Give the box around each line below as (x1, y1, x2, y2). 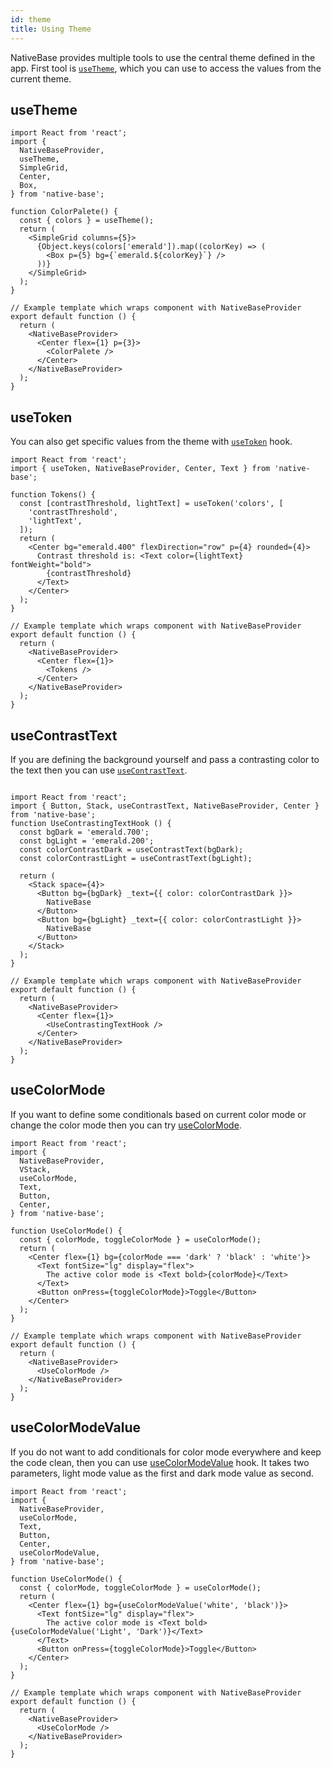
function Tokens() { (10, 490, 97, 500)
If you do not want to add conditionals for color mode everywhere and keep (10, 1446, 322, 1458)
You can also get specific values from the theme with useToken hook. (10, 436, 293, 448)
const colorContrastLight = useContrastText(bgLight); (19, 853, 253, 863)
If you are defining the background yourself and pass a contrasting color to (10, 753, 320, 765)
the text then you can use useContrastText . (10, 764, 188, 776)
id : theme (10, 14, 52, 25)
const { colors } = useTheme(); (19, 216, 155, 226)
